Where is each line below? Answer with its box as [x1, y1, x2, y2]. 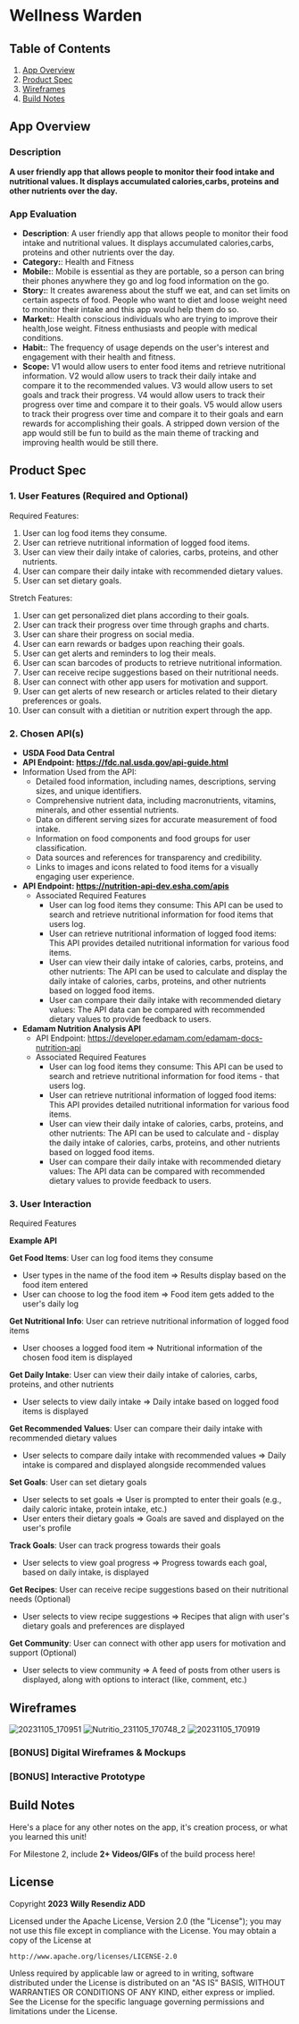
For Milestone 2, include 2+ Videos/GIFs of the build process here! [9, 1849, 256, 1859]
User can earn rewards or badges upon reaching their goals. [21, 638, 245, 649]
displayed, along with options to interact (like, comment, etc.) [21, 1674, 247, 1685]
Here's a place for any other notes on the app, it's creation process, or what [9, 1822, 288, 1833]
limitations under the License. [9, 2005, 118, 2016]
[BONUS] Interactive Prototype [9, 1770, 145, 1782]
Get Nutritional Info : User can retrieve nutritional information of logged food [9, 1316, 289, 1327]
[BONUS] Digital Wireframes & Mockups [9, 1747, 187, 1758]
